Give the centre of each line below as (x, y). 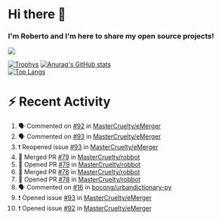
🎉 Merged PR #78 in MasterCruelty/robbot (79, 172)
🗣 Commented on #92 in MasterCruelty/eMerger (89, 126)
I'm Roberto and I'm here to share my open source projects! (111, 36)
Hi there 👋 (37, 14)
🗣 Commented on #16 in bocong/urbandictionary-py (95, 188)
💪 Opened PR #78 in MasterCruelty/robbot (79, 179)
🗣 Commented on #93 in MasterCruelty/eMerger (89, 136)
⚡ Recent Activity (59, 101)
